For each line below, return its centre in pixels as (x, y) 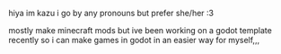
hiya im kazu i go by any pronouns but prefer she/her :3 (111, 13)
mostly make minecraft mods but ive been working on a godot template (140, 30)
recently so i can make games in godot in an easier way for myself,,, (134, 40)
